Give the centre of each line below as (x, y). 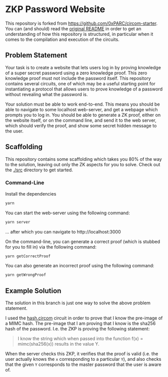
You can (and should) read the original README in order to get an (73, 28)
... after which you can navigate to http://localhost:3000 (63, 231)
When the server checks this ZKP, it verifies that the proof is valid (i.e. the (82, 354)
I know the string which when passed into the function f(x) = (80, 339)
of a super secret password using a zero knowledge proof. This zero (76, 73)
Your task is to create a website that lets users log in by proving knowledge (83, 67)
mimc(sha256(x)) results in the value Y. (59, 344)
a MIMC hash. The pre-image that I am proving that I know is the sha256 (80, 323)
